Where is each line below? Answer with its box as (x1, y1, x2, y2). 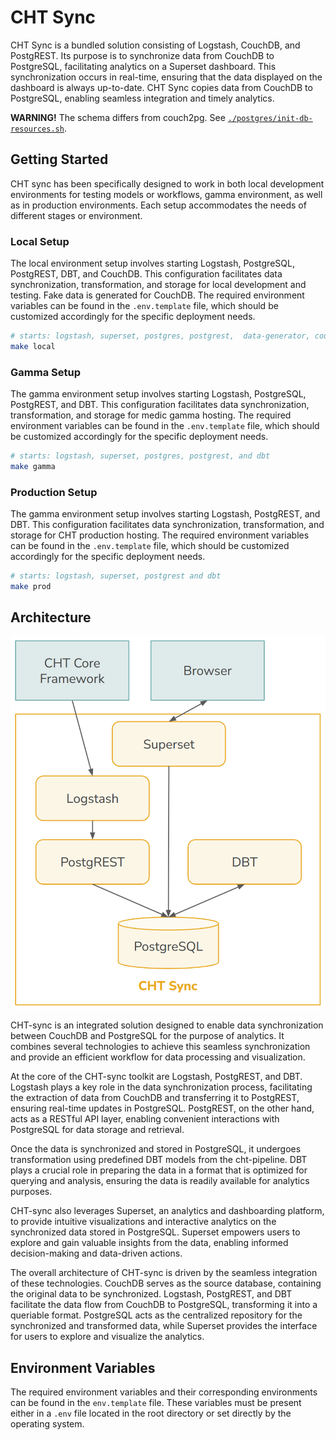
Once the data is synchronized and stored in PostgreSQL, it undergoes (10, 1143, 302, 1155)
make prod (10, 582, 52, 592)
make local (10, 341, 56, 351)
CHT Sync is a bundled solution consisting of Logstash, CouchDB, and (10, 39, 301, 51)
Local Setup (10, 234, 70, 248)
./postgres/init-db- (227, 113, 313, 123)
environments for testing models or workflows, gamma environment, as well (10, 188, 323, 200)
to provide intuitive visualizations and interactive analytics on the (10, 1216, 277, 1228)
